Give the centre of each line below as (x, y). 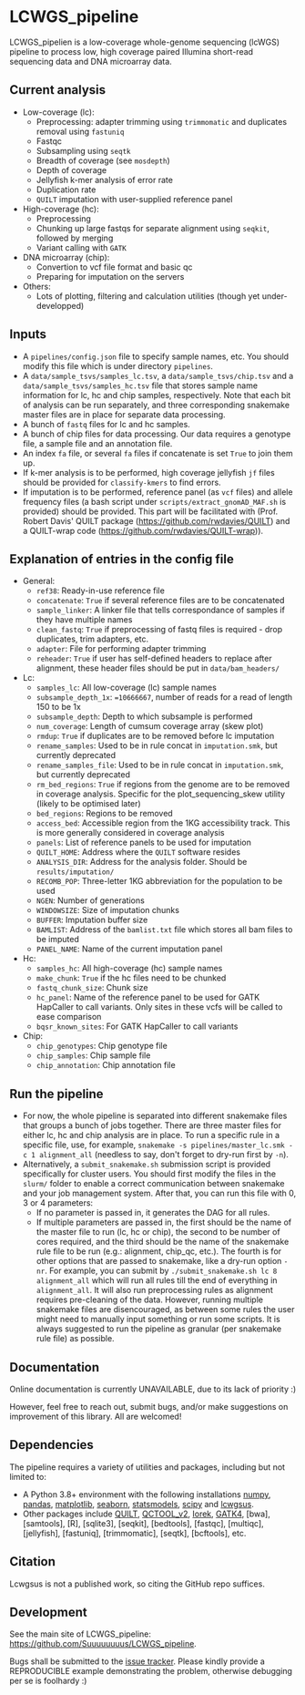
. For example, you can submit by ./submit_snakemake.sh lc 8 (161, 1271)
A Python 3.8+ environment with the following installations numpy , (147, 1494)
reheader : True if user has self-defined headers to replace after (154, 659)
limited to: (28, 1476)
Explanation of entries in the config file (122, 559)
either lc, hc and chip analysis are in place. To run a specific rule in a (151, 1135)
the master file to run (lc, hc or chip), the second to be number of (158, 1232)
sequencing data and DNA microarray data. (91, 61)
